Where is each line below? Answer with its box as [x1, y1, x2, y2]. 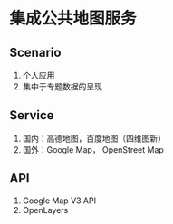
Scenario [9, 44, 62, 60]
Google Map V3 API [22, 195, 97, 206]
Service [9, 107, 54, 123]
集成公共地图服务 [9, 8, 138, 29]
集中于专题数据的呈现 [22, 81, 102, 91]
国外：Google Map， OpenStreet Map [22, 144, 165, 154]
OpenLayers [22, 204, 69, 215]
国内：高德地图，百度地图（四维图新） [22, 133, 166, 144]
